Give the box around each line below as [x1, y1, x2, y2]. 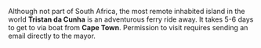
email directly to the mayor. [8, 31, 96, 40]
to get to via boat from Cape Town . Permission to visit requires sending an [8, 23, 248, 32]
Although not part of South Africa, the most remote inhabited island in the [8, 7, 245, 15]
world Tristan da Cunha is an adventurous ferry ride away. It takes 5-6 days [8, 15, 254, 24]
